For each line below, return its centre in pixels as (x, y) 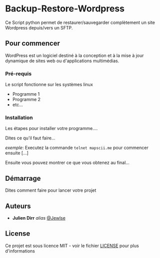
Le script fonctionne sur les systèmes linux (49, 85)
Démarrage (23, 178)
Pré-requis (18, 74)
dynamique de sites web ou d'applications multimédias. (62, 61)
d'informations (20, 251)
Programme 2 (26, 100)
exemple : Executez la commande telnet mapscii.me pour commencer (77, 148)
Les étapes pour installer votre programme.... (52, 129)
